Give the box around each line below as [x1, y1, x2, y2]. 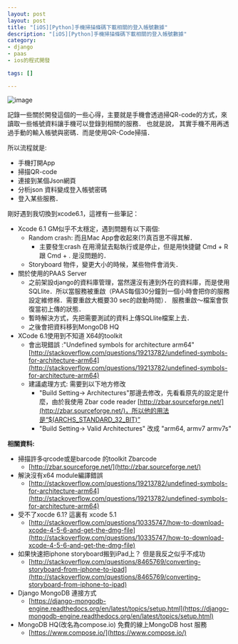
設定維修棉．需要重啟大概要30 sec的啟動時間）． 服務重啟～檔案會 [28, 295, 222, 304]
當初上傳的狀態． [34, 305, 86, 313]
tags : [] [7, 69, 33, 77]
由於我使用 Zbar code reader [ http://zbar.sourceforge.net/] [51, 397, 224, 406]
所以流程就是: [7, 143, 48, 152]
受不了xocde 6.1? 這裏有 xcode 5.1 [17, 510, 117, 518]
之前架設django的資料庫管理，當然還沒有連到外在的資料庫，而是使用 [28, 277, 230, 286]
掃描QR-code [17, 167, 58, 175]
